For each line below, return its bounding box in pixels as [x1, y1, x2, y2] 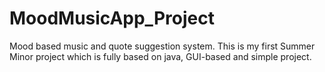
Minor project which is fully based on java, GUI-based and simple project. [9, 50, 312, 62]
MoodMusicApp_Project [9, 7, 215, 30]
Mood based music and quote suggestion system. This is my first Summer [9, 40, 316, 52]
